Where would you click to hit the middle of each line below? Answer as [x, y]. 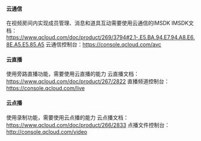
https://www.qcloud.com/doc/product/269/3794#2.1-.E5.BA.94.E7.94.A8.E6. [100, 37]
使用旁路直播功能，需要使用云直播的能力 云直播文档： [73, 74]
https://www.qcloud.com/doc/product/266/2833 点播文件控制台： [88, 125]
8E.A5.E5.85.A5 [25, 45]
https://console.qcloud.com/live [46, 88]
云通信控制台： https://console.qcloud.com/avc [104, 45]
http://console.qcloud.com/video [47, 131]
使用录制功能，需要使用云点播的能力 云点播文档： [67, 117]
